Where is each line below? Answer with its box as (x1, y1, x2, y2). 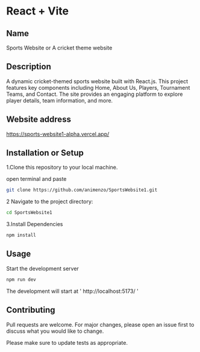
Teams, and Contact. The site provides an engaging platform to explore (6, 90, 183, 98)
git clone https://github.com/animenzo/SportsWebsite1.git (6, 187, 158, 193)
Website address (6, 115, 71, 125)
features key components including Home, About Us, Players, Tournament (6, 84, 190, 91)
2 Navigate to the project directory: (6, 198, 93, 206)
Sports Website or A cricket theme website (6, 44, 113, 51)
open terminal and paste (6, 175, 67, 183)
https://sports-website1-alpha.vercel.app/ (6, 130, 110, 137)
